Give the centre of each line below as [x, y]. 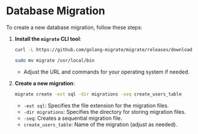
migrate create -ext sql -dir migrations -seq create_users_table [98, 94]
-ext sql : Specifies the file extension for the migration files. [96, 106]
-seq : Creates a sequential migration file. [73, 118]
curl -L [24, 50]
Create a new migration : [45, 83]
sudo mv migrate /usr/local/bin [54, 60]
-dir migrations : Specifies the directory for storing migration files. [105, 111]
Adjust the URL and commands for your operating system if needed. [107, 72]
